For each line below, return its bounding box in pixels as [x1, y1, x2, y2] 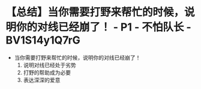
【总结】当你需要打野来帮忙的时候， [5, 5, 185, 19]
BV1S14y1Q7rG [5, 33, 80, 47]
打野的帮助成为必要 [23, 69, 71, 76]
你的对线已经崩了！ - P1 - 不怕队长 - [16, 20, 191, 34]
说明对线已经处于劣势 [23, 61, 76, 69]
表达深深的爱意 [23, 76, 61, 84]
